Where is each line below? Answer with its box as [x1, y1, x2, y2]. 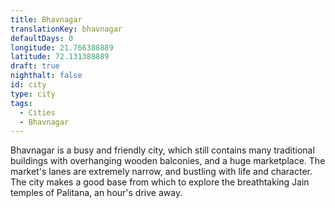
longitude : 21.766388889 [10, 42, 114, 53]
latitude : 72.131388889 [10, 52, 110, 62]
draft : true [10, 61, 60, 71]
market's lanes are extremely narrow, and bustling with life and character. [10, 166, 313, 178]
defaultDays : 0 [10, 33, 74, 43]
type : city [10, 89, 56, 99]
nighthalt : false [10, 71, 83, 81]
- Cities [19, 107, 56, 118]
